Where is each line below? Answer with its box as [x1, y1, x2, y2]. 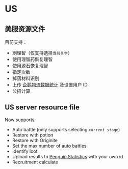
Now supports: [5, 117, 36, 123]
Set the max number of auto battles [12, 143, 87, 149]
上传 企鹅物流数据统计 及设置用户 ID [12, 82, 88, 88]
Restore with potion [12, 132, 54, 138]
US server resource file [5, 103, 80, 112]
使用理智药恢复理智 [12, 57, 53, 62]
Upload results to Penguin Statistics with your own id [12, 153, 123, 159]
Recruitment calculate [12, 159, 59, 165]
